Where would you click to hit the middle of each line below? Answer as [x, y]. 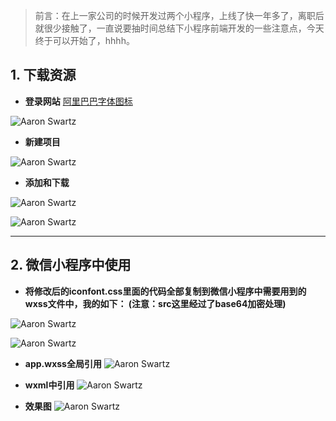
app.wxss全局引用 [63, 363]
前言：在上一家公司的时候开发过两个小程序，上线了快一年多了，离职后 [179, 15]
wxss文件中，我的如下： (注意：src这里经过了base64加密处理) [155, 303]
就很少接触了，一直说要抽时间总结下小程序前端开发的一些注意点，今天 [179, 28]
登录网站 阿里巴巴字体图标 [78, 101]
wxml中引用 [49, 385]
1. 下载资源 [43, 75]
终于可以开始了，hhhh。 [84, 40]
